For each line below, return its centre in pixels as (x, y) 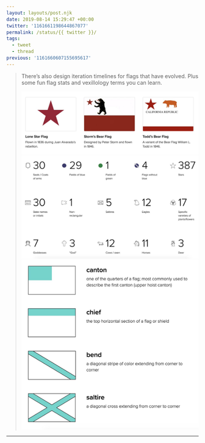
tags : (13, 39)
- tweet (22, 45)
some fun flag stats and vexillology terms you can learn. (92, 82)
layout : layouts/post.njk (39, 13)
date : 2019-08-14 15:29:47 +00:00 (50, 19)
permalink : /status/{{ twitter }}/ (52, 32)
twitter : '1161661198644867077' (47, 26)
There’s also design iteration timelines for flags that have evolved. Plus (110, 76)
